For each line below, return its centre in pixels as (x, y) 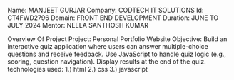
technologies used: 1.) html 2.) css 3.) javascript (78, 69)
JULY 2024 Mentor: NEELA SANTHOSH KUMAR (78, 25)
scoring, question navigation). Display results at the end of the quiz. (107, 62)
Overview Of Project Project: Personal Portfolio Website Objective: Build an (117, 39)
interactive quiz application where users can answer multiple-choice (108, 46)
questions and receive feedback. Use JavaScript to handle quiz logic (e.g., (117, 54)
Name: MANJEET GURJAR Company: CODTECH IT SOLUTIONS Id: (106, 10)
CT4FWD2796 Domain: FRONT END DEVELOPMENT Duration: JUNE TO (113, 18)
